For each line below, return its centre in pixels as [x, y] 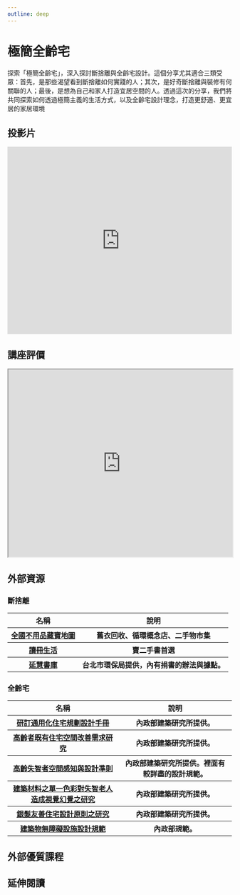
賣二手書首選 [154, 650]
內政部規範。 [175, 829]
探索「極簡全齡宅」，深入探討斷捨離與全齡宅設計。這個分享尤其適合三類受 [115, 73]
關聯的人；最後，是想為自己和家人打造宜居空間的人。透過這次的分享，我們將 [120, 91]
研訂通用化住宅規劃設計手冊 [63, 724]
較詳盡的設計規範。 [175, 774]
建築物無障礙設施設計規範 [63, 829]
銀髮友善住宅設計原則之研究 [63, 814]
